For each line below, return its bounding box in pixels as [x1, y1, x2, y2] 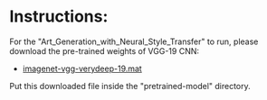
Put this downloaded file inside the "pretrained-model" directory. [9, 80, 251, 91]
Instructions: [9, 6, 109, 27]
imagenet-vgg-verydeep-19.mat [22, 63, 142, 74]
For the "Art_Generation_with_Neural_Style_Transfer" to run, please [9, 36, 259, 47]
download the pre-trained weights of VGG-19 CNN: [9, 45, 200, 56]
